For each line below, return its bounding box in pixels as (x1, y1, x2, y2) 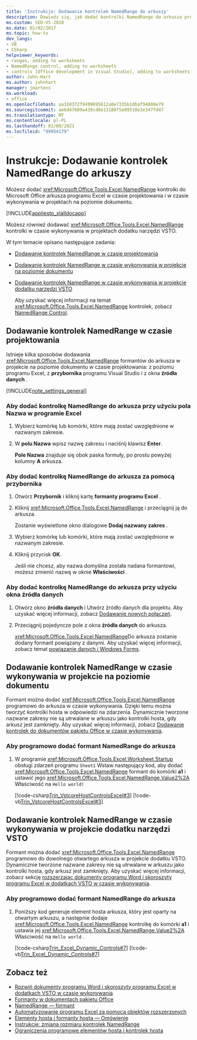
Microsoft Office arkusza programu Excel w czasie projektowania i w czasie (6, 192, 189, 199)
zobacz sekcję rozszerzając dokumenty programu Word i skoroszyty (6, 874, 172, 881)
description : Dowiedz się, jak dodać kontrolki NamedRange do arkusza (6, 14, 182, 20)
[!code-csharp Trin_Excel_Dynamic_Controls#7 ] (14, 944, 128, 951)
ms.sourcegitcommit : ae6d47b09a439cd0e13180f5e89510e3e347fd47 (6, 107, 164, 113)
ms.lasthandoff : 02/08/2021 (6, 123, 75, 129)
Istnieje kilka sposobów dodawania (6, 350, 91, 358)
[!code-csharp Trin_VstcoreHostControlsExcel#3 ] (14, 792, 132, 799)
